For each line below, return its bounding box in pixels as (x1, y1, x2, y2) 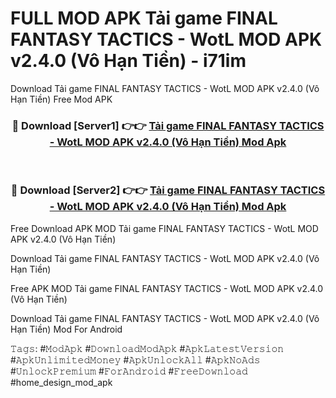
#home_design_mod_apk (10, 376, 113, 388)
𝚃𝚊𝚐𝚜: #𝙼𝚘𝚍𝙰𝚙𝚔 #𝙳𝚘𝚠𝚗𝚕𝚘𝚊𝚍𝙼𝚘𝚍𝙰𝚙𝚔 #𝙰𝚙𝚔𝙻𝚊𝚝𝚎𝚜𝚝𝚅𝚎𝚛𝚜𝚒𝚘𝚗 (10, 342, 285, 354)
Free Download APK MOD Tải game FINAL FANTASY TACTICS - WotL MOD (10, 222, 319, 234)
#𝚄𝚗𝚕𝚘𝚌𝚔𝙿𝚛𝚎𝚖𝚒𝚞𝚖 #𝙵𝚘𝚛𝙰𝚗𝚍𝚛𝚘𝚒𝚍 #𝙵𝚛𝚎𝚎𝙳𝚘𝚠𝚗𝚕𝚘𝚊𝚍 (10, 365, 248, 377)
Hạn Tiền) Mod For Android (10, 323, 123, 335)
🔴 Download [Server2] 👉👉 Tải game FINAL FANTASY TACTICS (10, 183, 326, 197)
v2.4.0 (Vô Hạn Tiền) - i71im (10, 50, 247, 72)
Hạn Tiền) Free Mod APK (10, 93, 113, 105)
